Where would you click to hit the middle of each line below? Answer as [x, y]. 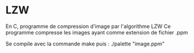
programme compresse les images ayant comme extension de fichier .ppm [97, 32]
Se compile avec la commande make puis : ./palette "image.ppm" [85, 44]
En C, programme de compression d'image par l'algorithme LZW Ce [88, 26]
